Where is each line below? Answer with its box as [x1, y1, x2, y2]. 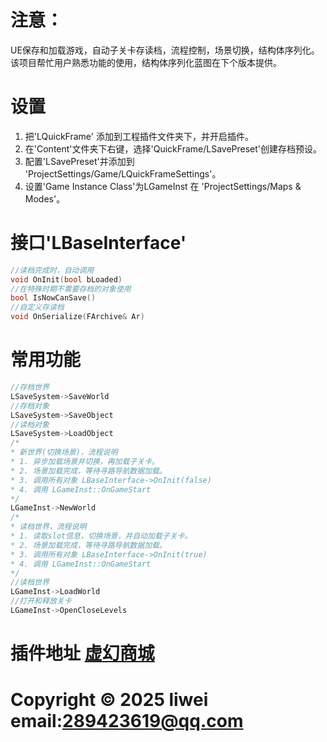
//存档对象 [10, 401, 50, 411]
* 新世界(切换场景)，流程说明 [10, 447, 118, 458]
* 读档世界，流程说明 [10, 522, 87, 532]
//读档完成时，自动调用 [10, 265, 95, 275]
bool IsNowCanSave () [10, 293, 97, 303]
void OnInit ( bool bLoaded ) [10, 274, 123, 285]
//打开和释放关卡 [10, 596, 72, 606]
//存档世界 [10, 382, 50, 392]
